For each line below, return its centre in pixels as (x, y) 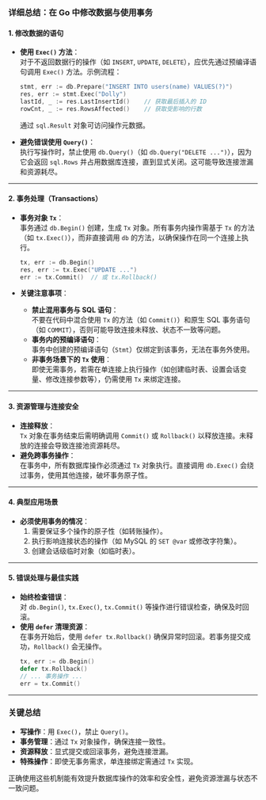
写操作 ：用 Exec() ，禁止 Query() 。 (76, 731)
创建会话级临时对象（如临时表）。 (85, 550)
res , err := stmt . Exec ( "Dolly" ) (73, 94)
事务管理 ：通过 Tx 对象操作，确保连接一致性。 (95, 741)
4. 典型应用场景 (33, 502)
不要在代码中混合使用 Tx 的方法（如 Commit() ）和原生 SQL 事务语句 (141, 320)
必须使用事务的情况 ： (54, 521)
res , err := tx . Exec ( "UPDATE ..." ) (78, 270)
